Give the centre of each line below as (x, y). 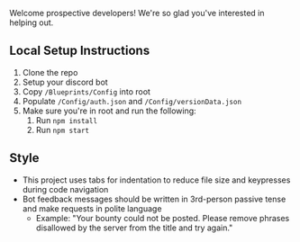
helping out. (32, 22)
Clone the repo (50, 72)
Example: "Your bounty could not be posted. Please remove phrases (163, 218)
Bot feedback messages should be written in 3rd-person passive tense (154, 199)
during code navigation (65, 189)
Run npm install (66, 120)
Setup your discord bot (65, 82)
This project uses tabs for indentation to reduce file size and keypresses (156, 180)
